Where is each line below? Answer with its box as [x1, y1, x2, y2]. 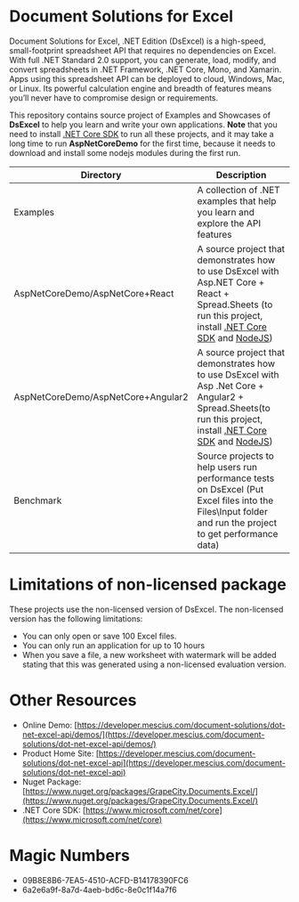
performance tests [197, 472, 275, 484]
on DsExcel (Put [197, 483, 264, 495]
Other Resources [9, 690, 137, 711]
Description [215, 168, 267, 181]
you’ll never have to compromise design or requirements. [9, 92, 219, 103]
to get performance [197, 527, 279, 540]
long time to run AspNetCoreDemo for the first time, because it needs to [9, 138, 276, 149]
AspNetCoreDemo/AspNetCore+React [13, 287, 174, 299]
